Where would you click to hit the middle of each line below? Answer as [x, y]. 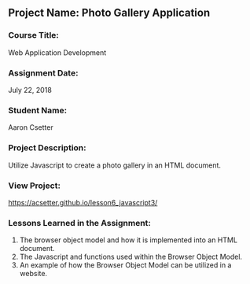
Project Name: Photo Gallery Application [109, 13]
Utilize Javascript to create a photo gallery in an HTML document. [115, 165]
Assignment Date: [43, 72]
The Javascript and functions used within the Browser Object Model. [131, 257]
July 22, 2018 [30, 90]
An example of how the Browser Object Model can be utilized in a [125, 265]
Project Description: [47, 148]
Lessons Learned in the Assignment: [80, 223]
